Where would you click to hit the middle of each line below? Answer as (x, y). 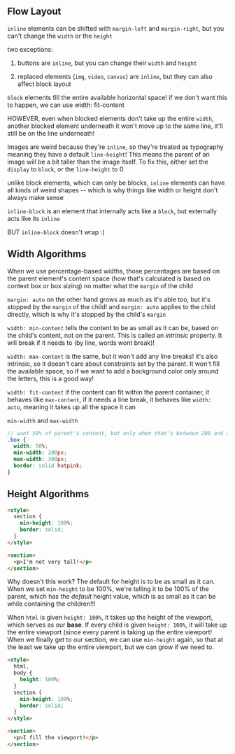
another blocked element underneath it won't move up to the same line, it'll (115, 126)
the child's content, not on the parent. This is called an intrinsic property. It (115, 335)
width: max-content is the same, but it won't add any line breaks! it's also (113, 356)
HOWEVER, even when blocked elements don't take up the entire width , (111, 118)
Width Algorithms (47, 254)
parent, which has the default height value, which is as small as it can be (112, 597)
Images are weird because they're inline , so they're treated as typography (115, 147)
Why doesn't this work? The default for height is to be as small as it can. (111, 582)
